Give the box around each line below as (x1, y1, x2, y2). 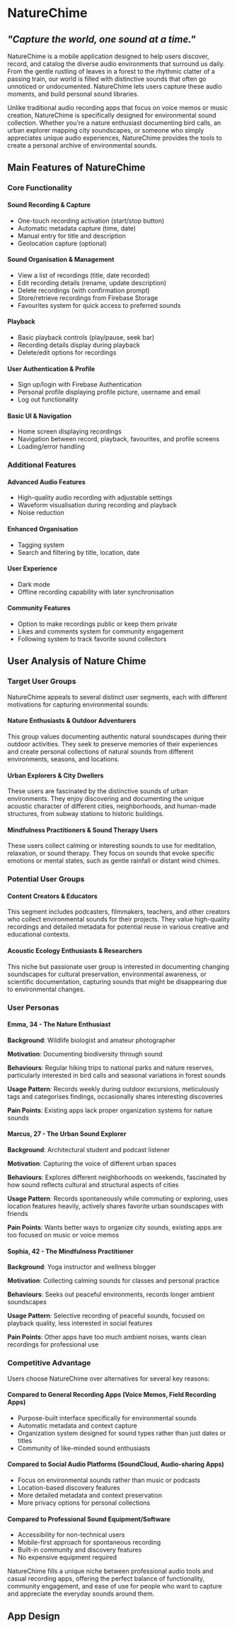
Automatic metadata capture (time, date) (17, 223, 137, 232)
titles (17, 1436, 33, 1445)
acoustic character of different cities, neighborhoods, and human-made (7, 802, 216, 810)
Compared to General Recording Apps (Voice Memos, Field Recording (7, 1391, 216, 1399)
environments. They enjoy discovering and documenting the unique (7, 795, 204, 803)
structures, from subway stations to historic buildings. (7, 810, 164, 818)
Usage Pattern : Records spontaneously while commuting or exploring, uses (7, 1194, 229, 1203)
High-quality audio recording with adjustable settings (17, 493, 173, 502)
